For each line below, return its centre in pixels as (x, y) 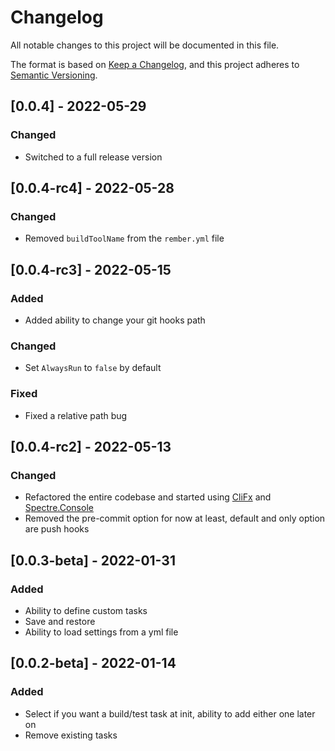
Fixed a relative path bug (76, 415)
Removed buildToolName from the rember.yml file (124, 238)
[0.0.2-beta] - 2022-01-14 (93, 663)
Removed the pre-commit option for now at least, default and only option (175, 518)
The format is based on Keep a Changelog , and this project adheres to (155, 64)
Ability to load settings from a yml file (101, 632)
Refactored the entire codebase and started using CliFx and (148, 497)
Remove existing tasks (71, 735)
